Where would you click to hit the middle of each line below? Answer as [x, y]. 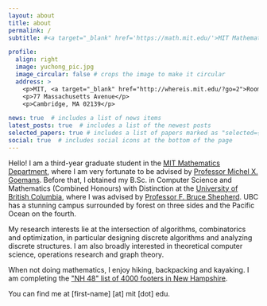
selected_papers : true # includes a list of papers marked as [113, 133]
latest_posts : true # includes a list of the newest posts [110, 126]
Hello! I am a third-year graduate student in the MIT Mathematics [114, 163]
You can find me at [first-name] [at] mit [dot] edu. [89, 293]
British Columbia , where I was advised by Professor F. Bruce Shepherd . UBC [133, 196]
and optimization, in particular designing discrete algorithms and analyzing [130, 237]
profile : [23, 52]
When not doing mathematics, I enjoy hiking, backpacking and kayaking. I [129, 269]
